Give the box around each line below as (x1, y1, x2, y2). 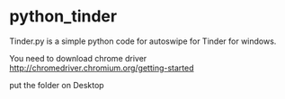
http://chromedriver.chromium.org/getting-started (9, 62, 194, 73)
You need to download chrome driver (9, 53, 147, 63)
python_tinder (9, 6, 118, 27)
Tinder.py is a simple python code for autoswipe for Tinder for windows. (9, 36, 277, 46)
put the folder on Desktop (9, 79, 105, 90)
